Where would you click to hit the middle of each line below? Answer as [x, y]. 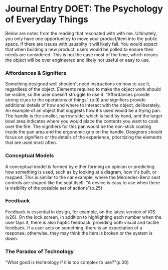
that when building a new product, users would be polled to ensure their [79, 49]
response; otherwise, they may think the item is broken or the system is [79, 233]
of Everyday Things [47, 19]
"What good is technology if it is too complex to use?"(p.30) [67, 262]
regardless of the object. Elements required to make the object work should [83, 89]
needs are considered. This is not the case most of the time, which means [81, 54]
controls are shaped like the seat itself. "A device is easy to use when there [83, 182]
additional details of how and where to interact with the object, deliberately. [83, 105]
